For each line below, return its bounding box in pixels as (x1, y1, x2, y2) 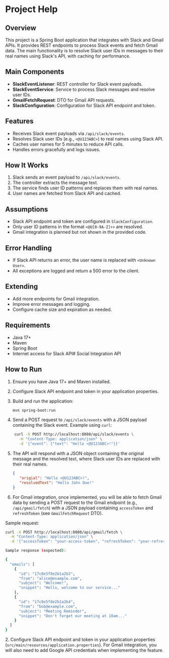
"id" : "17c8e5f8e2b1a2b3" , (18, 571, 75, 576)
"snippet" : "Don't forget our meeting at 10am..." (18, 613, 127, 618)
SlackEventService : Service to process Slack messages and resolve (12, 86, 155, 92)
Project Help (5, 4, 58, 15)
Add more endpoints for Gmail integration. (12, 296, 100, 302)
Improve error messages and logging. (12, 301, 91, 307)
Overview (5, 24, 37, 32)
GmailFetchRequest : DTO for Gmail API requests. (12, 97, 116, 103)
